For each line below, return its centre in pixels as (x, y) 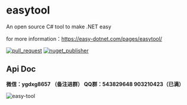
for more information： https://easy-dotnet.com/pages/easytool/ (84, 38)
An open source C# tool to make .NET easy (59, 27)
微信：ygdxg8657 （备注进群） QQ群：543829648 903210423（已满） (95, 84)
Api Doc (21, 69)
